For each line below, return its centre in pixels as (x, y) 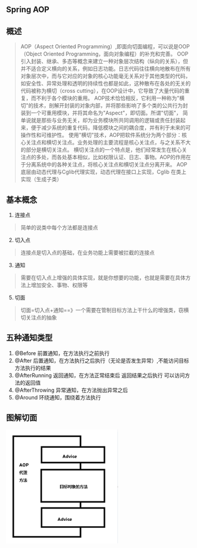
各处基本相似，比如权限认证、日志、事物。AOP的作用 (121, 157)
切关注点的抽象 (39, 317)
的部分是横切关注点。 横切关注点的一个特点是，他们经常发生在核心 (101, 150)
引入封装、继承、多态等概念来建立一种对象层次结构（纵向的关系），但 (104, 61)
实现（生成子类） (41, 179)
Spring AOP (28, 10)
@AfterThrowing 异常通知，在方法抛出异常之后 (71, 390)
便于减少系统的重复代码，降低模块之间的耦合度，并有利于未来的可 (111, 128)
